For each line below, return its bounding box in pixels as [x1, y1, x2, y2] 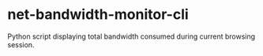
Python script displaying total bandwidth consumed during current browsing [7, 32, 256, 41]
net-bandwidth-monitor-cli [7, 6, 189, 24]
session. [7, 39, 35, 49]
